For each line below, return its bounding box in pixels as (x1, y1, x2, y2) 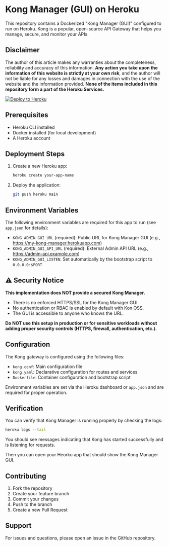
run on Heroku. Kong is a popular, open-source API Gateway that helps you (5, 25, 161, 31)
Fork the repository (12, 485, 53, 491)
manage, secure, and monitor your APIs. (5, 31, 89, 37)
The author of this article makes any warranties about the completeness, (5, 59, 156, 65)
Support (5, 521, 32, 530)
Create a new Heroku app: (12, 163, 68, 169)
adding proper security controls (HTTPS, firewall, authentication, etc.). (5, 325, 157, 332)
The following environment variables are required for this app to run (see (5, 219, 156, 225)
